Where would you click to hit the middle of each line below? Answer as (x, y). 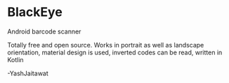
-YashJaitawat (28, 73)
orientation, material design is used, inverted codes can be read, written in (115, 52)
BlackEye (35, 12)
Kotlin (15, 59)
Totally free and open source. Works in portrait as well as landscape (106, 45)
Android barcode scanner (44, 31)
